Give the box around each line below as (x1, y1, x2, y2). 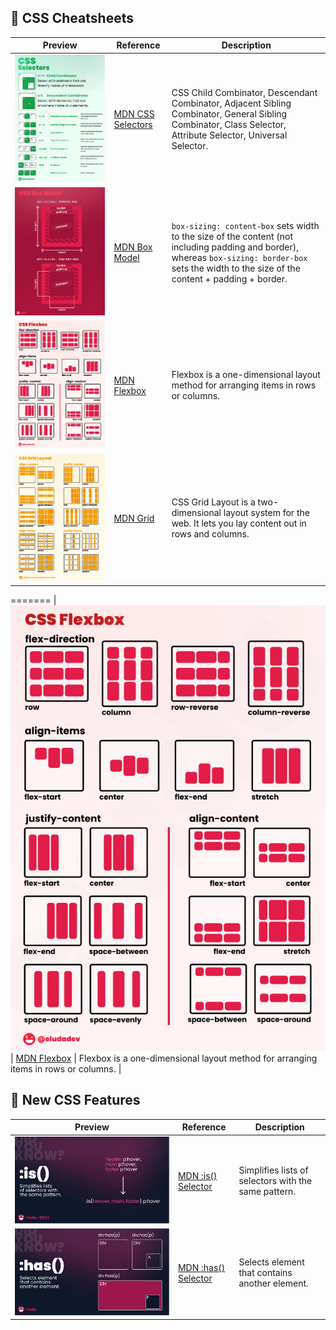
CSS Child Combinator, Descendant (171, 87, 318, 99)
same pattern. (238, 1186, 297, 1198)
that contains (238, 1267, 293, 1279)
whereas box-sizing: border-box (171, 251, 308, 263)
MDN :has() (177, 1261, 226, 1273)
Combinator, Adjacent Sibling (171, 97, 292, 110)
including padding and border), (171, 241, 299, 253)
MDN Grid (113, 512, 155, 524)
